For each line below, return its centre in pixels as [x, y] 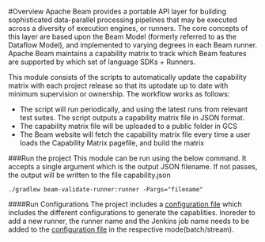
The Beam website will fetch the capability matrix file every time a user [135, 134]
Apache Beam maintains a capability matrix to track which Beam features [127, 53]
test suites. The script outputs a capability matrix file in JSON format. [132, 117]
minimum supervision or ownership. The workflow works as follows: [119, 94]
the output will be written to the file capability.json [90, 175]
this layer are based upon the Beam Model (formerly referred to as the [123, 36]
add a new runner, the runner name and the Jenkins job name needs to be [129, 221]
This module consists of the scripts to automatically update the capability [127, 77]
